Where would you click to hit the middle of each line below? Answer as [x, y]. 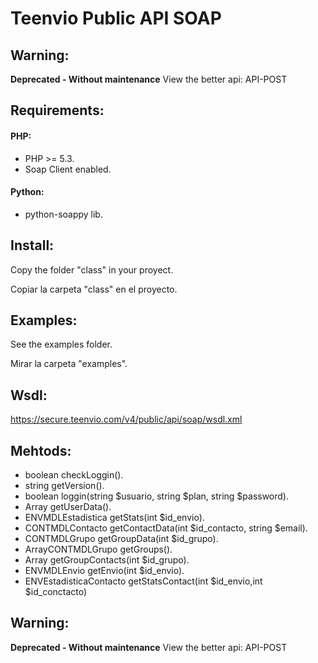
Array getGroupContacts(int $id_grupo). [107, 560]
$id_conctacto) [56, 592]
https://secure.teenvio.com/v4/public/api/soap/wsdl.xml [126, 419]
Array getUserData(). [68, 507]
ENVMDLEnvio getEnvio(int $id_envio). [104, 571]
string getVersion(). [64, 486]
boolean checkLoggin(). [74, 475]
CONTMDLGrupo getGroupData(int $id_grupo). [121, 539]
